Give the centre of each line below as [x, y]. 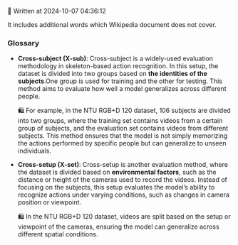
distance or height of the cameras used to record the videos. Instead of [123, 180]
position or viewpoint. [50, 202]
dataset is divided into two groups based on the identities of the [113, 74]
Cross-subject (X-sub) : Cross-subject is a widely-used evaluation [115, 59]
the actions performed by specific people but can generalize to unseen [122, 143]
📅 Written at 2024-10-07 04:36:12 [57, 11]
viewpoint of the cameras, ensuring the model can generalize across [118, 227]
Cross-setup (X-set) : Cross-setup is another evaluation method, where [123, 165]
